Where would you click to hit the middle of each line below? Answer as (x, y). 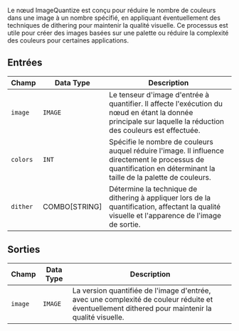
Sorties (24, 250)
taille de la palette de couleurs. (160, 177)
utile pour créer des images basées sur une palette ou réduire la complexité (118, 33)
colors (22, 159)
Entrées (25, 63)
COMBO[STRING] (72, 207)
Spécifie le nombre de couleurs (161, 141)
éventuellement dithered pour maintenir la (142, 308)
